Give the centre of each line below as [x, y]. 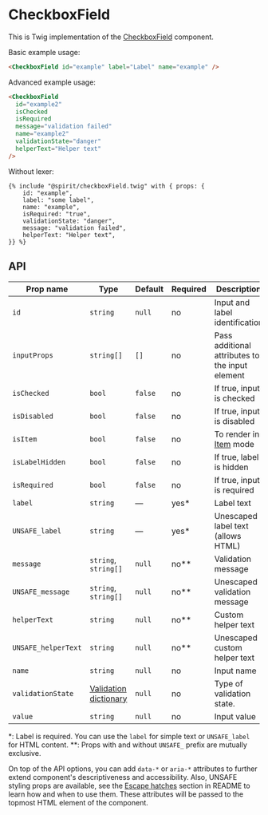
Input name [235, 671]
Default [150, 289]
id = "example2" [39, 104]
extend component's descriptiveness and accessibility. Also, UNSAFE [123, 777]
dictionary [108, 698]
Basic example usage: [44, 52]
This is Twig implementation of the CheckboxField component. [111, 37]
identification [238, 322]
